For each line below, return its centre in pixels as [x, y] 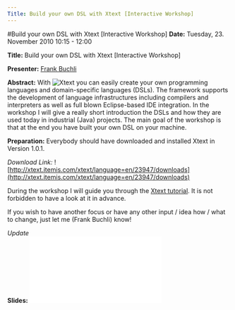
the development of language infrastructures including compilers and [108, 97]
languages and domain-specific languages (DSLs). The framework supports [118, 89]
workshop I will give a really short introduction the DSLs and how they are [114, 112]
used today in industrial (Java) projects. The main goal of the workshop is [114, 120]
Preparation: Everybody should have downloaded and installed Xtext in [111, 141]
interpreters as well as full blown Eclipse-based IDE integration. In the [108, 105]
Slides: [18, 300]
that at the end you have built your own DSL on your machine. [97, 127]
